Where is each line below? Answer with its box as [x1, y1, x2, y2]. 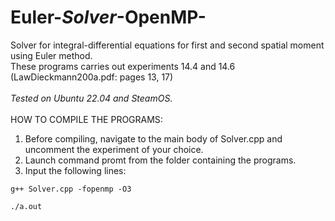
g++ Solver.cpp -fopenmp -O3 [10, 184, 132, 194]
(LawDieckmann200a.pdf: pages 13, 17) [10, 71, 174, 83]
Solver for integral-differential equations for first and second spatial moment [10, 39, 325, 51]
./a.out [10, 201, 43, 211]
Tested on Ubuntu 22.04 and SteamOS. [10, 92, 173, 104]
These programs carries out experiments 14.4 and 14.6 [10, 60, 236, 72]
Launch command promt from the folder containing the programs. [24, 154, 297, 166]
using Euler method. [10, 49, 93, 61]
